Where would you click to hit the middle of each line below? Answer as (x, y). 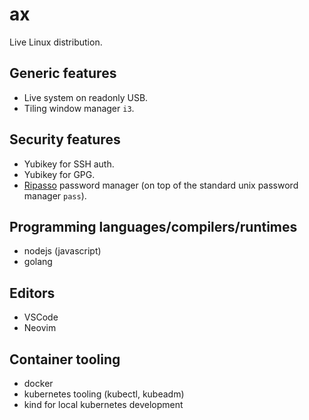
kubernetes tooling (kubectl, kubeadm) (104, 394)
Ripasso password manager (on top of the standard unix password (161, 185)
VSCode (41, 317)
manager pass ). (55, 195)
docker (38, 383)
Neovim (40, 328)
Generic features (63, 73)
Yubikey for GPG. (59, 174)
